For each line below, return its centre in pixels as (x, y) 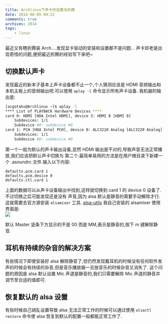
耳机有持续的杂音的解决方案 (48, 248)
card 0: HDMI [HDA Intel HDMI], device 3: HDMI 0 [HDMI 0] (68, 116)
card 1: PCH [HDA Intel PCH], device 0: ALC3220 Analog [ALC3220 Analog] (84, 130)
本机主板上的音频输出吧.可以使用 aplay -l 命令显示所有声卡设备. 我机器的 (81, 91)
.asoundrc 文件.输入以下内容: (41, 162)
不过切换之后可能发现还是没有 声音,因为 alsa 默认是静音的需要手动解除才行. (83, 196)
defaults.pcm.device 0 (29, 176)
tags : (11, 29)
